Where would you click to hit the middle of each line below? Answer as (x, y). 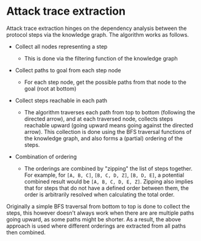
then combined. (26, 232)
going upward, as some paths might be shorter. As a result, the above (94, 219)
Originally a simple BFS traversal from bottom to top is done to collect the (98, 206)
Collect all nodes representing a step (61, 46)
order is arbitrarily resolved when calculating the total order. (99, 195)
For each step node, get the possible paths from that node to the (105, 82)
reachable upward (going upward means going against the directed (109, 125)
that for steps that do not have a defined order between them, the (107, 188)
